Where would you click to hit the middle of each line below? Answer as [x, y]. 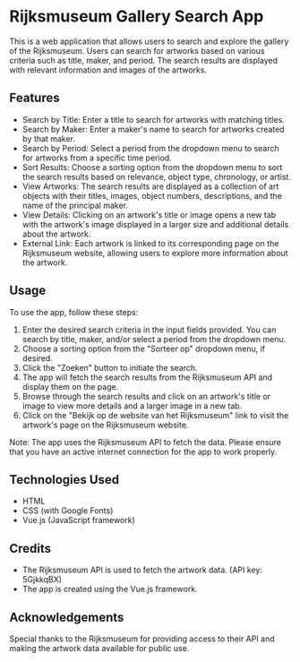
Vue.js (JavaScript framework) [79, 520]
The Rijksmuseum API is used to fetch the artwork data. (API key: [142, 570]
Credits [30, 548]
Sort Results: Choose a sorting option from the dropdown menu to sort [152, 167]
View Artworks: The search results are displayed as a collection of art [150, 186]
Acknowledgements [67, 617]
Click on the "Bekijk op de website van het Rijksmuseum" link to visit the [155, 415]
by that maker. [49, 138]
